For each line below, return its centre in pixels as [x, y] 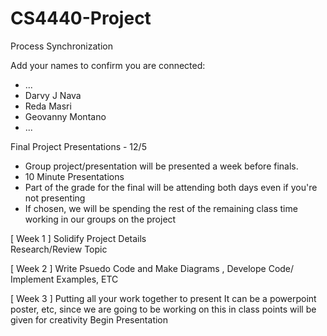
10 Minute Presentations [74, 176]
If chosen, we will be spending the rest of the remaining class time [161, 208]
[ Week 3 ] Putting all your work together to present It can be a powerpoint [163, 298]
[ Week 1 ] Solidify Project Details [78, 238]
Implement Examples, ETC [64, 279]
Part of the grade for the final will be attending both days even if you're [171, 187]
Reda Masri [48, 106]
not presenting [55, 198]
